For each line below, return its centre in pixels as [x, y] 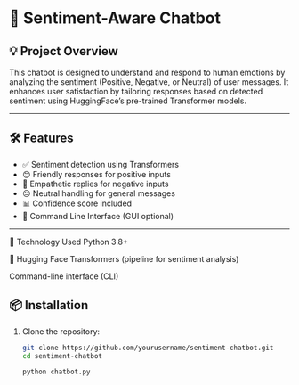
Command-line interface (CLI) [64, 276]
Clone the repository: [61, 331]
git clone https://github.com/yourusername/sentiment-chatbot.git [148, 348]
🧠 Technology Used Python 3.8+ [69, 242]
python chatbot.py [56, 372]
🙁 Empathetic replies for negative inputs [95, 184]
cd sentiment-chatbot [62, 356]
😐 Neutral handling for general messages [99, 193]
